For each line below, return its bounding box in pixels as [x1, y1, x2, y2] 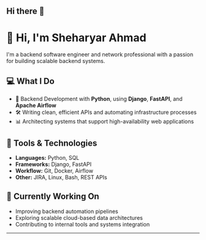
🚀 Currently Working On [6, 191, 99, 202]
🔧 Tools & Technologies [6, 138, 97, 148]
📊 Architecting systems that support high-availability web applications [15, 118, 194, 126]
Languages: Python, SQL [15, 154, 80, 161]
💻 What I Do [6, 76, 55, 86]
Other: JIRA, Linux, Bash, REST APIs [15, 173, 107, 181]
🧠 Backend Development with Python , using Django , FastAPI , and [15, 96, 183, 103]
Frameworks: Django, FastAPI [15, 160, 92, 168]
